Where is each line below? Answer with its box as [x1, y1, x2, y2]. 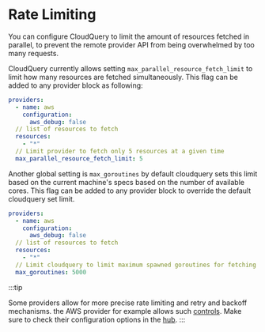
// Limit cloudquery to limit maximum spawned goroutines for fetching [15, 261, 257, 269]
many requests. [8, 48, 59, 58]
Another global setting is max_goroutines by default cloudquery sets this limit [8, 168, 258, 179]
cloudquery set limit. [8, 194, 75, 203]
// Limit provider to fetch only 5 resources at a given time [15, 148, 225, 156]
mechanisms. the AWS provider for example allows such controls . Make [8, 306, 242, 315]
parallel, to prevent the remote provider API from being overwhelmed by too [8, 40, 255, 49]
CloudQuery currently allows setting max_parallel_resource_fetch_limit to [8, 63, 253, 73]
